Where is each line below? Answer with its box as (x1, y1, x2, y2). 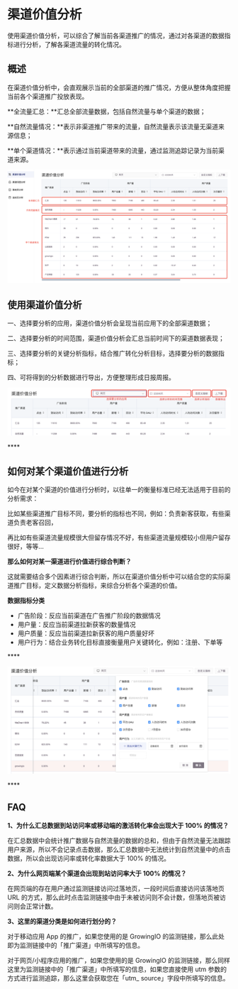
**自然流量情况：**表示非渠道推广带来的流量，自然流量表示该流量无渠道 (7, 122, 219, 131)
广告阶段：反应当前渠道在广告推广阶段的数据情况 (17, 611, 161, 620)
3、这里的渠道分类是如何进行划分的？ (7, 917, 118, 925)
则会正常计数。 (13, 902, 57, 910)
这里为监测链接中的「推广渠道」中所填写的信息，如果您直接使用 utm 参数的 (7, 965, 227, 973)
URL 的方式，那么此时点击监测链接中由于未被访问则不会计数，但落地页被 (7, 892, 220, 902)
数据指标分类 (7, 596, 45, 605)
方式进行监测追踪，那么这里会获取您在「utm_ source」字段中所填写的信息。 (7, 973, 229, 982)
